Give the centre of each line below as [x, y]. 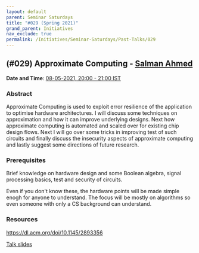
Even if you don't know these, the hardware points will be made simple [93, 191]
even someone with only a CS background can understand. [79, 204]
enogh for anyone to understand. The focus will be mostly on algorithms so [98, 197]
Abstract [19, 93]
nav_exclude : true [29, 34]
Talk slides [19, 244]
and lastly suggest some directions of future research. [73, 145]
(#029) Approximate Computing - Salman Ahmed [99, 64]
